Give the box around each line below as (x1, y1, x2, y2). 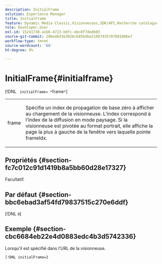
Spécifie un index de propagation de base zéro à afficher (26, 105, 154, 111)
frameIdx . (26, 135, 47, 141)
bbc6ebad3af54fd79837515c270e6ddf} (5, 198, 129, 206)
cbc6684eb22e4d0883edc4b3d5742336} (5, 233, 136, 241)
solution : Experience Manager (5, 12, 66, 16)
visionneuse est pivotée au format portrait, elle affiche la (26, 123, 153, 129)
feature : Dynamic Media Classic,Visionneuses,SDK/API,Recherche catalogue (5, 20, 159, 26)
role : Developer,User (5, 25, 49, 30)
